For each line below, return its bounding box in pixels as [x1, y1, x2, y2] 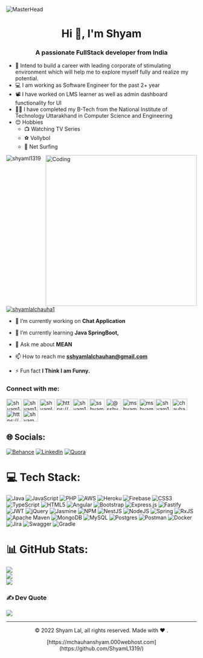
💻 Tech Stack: [6, 470, 81, 484]
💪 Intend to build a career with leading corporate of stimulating [14, 62, 171, 69]
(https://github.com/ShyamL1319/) [59, 645, 144, 652]
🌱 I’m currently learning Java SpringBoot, [14, 329, 119, 336]
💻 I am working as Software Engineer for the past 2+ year [14, 81, 160, 89]
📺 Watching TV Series [24, 126, 80, 133]
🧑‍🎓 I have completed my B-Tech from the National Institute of [14, 106, 168, 113]
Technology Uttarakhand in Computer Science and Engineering [14, 112, 173, 120]
